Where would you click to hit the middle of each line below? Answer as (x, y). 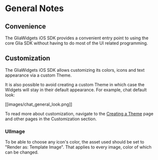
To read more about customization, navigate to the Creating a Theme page (79, 113)
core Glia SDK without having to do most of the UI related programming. (77, 43)
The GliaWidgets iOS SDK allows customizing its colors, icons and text (75, 70)
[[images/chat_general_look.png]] (39, 104)
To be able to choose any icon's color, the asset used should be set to (75, 142)
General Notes (35, 8)
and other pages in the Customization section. (51, 119)
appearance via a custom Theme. (38, 75)
